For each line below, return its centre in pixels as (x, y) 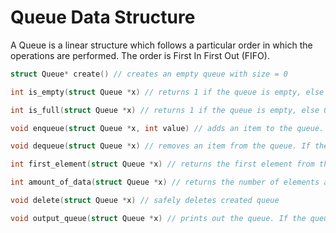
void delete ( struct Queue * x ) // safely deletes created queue (145, 201)
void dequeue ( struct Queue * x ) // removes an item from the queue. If (160, 146)
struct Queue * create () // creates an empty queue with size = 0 (149, 74)
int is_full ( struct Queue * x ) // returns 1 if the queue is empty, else (165, 110)
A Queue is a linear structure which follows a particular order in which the (161, 45)
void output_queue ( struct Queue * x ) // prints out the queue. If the (158, 218)
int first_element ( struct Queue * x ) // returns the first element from (162, 164)
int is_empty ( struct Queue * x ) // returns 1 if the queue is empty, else (167, 92)
